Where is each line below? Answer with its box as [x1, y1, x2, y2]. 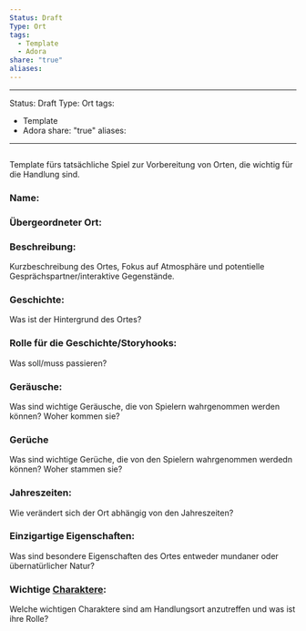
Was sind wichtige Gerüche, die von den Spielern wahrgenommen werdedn [9, 454, 293, 465]
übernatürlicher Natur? [9, 560, 96, 571]
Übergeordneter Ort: [9, 216, 103, 229]
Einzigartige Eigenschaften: [9, 530, 135, 543]
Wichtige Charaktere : [9, 583, 107, 595]
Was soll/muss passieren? [9, 357, 107, 369]
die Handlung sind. [9, 168, 80, 179]
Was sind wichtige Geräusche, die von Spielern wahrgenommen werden [9, 401, 280, 412]
